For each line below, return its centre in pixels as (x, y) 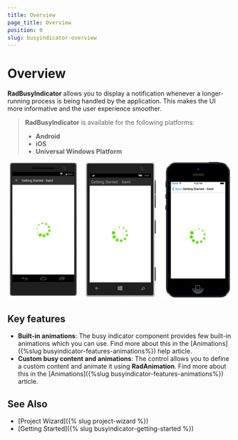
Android (48, 136)
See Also (27, 404)
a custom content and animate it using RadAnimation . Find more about (122, 367)
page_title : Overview (40, 22)
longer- (213, 93)
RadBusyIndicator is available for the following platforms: (109, 123)
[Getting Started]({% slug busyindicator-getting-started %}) (106, 429)
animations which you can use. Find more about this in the (103, 344)
